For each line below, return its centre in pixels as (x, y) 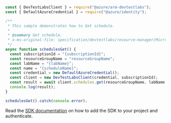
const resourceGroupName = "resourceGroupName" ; (62, 59)
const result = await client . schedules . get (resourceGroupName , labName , (89, 83)
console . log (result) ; (33, 87)
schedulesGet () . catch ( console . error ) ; (46, 101)
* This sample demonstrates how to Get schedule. (61, 26)
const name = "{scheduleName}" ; (44, 68)
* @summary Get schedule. (35, 35)
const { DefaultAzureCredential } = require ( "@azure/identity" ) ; (76, 12)
